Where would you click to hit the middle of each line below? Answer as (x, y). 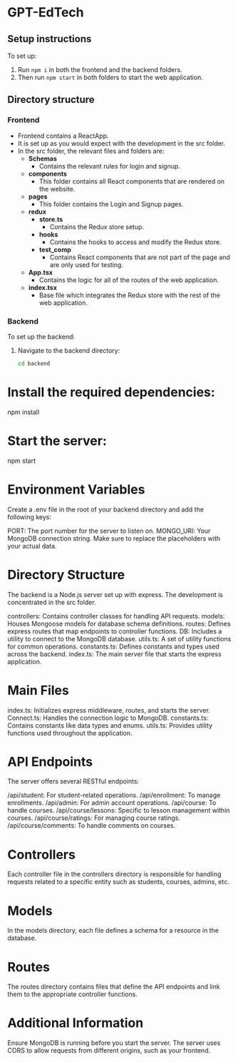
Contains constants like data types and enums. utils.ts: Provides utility (110, 725)
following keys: (30, 517)
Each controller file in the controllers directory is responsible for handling (114, 874)
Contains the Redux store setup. (97, 226)
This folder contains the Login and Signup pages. (111, 204)
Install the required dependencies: (111, 392)
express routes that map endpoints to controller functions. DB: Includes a (115, 631)
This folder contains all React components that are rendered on (132, 181)
